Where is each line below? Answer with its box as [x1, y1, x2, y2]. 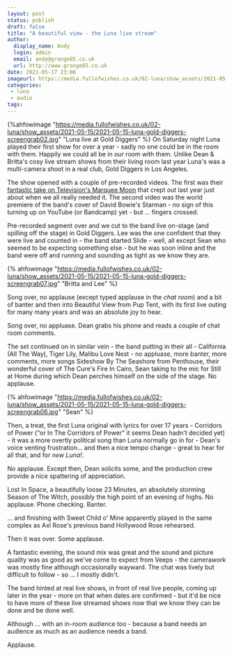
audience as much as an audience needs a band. [7, 627, 148, 635]
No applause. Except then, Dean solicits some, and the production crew [7, 464, 213, 472]
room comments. [7, 329, 56, 337]
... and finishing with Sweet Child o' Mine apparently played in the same [7, 514, 212, 522]
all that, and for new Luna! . [7, 451, 84, 459]
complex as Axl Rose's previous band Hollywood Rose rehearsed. [7, 521, 196, 529]
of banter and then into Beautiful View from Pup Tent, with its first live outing [7, 300, 227, 308]
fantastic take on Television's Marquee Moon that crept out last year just [7, 186, 214, 194]
